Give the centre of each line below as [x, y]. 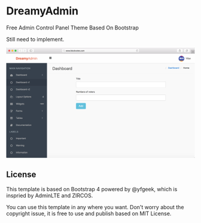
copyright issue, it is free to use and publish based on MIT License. [89, 213]
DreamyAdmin [42, 11]
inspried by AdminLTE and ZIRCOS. [50, 195]
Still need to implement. [35, 39]
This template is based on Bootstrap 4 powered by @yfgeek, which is [92, 189]
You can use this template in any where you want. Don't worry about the [95, 207]
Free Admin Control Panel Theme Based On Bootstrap [72, 28]
